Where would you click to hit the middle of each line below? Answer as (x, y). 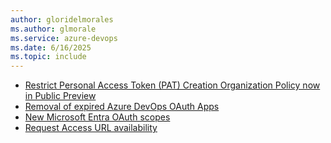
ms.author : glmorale (53, 29)
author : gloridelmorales (62, 19)
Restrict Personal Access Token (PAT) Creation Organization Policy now (172, 85)
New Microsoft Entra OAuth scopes (97, 117)
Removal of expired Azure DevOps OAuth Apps (122, 107)
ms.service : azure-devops (64, 38)
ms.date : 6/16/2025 (51, 47)
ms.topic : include (48, 57)
